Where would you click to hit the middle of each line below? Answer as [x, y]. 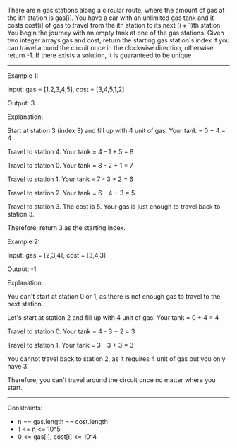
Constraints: [25, 408]
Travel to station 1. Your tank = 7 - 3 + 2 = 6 [71, 179]
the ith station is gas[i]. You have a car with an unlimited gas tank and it [111, 18]
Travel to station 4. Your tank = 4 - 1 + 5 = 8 [71, 152]
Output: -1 [22, 269]
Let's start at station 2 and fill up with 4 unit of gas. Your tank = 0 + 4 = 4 [113, 317]
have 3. [18, 366]
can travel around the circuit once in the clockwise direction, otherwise [110, 48]
